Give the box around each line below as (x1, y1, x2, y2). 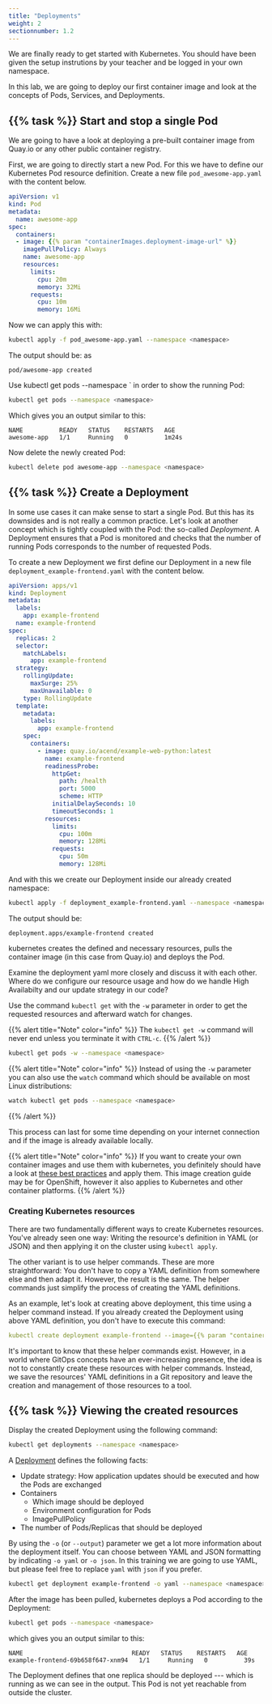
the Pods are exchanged (19, 1480, 102, 1489)
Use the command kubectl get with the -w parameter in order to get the (8, 1001, 248, 1010)
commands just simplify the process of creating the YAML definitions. (8, 1282, 240, 1292)
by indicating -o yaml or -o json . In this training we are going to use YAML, (8, 1556, 258, 1566)
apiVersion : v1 (8, 193, 60, 201)
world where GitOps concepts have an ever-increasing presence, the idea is (8, 1354, 262, 1364)
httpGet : (51, 770, 82, 778)
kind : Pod (8, 200, 42, 209)
